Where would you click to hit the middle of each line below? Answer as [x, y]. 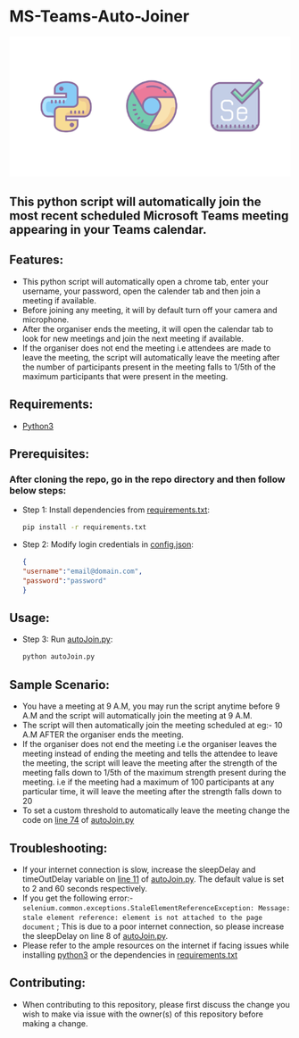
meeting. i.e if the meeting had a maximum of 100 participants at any [148, 782]
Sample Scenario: [59, 685]
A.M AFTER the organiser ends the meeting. [103, 735]
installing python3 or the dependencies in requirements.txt [130, 955]
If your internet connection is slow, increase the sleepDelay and [139, 869]
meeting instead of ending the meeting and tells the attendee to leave [150, 754]
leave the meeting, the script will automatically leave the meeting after [151, 357]
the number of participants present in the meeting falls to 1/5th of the [149, 367]
